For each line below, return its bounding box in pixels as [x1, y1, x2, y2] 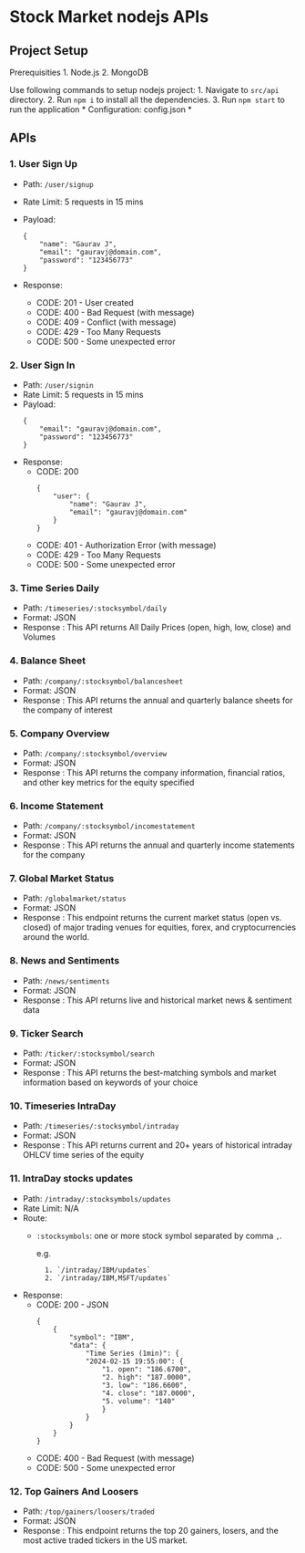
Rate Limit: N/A [22, 1203, 79, 1214]
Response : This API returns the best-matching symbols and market [22, 1068, 277, 1079]
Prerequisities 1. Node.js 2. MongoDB [9, 67, 148, 78]
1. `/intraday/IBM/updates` [44, 1266, 152, 1275]
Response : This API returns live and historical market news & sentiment [22, 995, 293, 1006]
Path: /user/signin [22, 379, 94, 390]
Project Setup [9, 43, 89, 58]
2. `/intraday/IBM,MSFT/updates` [44, 1273, 171, 1283]
